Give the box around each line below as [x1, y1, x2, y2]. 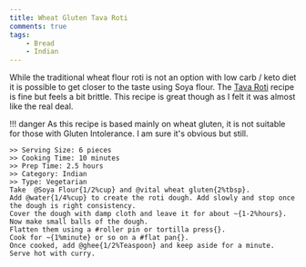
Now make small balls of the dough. [9, 217, 148, 227]
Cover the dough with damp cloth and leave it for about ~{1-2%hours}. [9, 210, 287, 219]
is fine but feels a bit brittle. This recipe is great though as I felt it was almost [9, 92, 296, 103]
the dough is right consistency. [9, 202, 137, 211]
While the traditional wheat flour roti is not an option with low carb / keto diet [9, 72, 297, 83]
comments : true [9, 22, 67, 31]
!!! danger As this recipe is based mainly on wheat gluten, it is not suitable [9, 119, 286, 130]
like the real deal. [9, 101, 74, 112]
